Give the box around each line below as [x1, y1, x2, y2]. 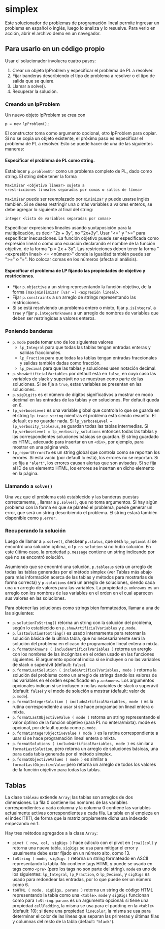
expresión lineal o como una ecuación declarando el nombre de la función [5, 241, 156, 247]
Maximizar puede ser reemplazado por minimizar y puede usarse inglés [5, 196, 150, 202]
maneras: [5, 146, 25, 152]
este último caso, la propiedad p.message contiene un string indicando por [5, 549, 155, 555]
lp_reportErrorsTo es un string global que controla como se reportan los [12, 449, 160, 455]
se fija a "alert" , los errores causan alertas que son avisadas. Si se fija [12, 460, 157, 466]
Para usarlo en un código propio [5, 44, 105, 53]
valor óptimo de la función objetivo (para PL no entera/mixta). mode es [12, 719, 156, 725]
